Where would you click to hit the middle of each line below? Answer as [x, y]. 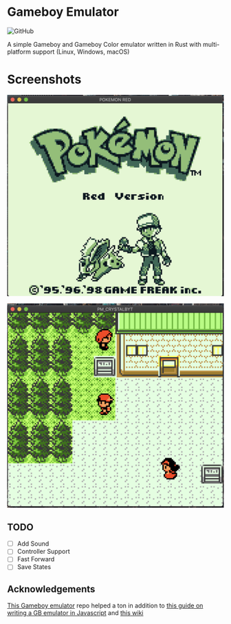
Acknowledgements [51, 589]
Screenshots [44, 79]
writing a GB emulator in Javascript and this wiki [75, 613]
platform [19, 52]
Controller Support [43, 552]
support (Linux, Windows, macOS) [81, 52]
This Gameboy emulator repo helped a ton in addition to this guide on [105, 605]
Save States [34, 567]
